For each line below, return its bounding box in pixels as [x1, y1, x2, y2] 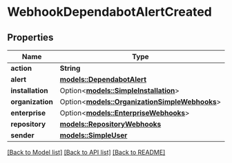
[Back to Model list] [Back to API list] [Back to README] [7, 149, 166, 156]
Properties [7, 32, 54, 43]
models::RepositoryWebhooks [59, 120, 162, 129]
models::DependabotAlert [59, 75, 147, 84]
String [59, 63, 81, 73]
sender [10, 131, 35, 140]
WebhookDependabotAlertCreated [7, 4, 212, 20]
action [10, 63, 32, 73]
